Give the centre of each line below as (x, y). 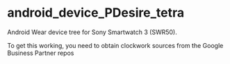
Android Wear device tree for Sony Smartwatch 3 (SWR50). (92, 32)
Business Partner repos (41, 53)
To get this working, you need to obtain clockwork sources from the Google (115, 45)
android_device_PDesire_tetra (96, 13)
